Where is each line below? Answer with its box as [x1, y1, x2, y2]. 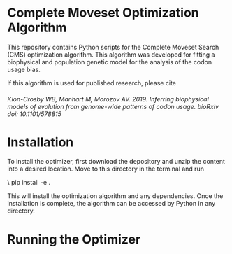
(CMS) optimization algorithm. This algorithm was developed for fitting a [7, 50, 215, 59]
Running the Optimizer [7, 231, 141, 247]
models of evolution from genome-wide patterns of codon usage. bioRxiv [7, 102, 219, 111]
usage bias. [7, 65, 41, 73]
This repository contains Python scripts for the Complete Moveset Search [7, 43, 219, 51]
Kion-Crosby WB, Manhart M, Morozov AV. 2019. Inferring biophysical [7, 94, 210, 103]
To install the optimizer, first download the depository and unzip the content [7, 157, 226, 166]
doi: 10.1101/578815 [7, 110, 61, 118]
